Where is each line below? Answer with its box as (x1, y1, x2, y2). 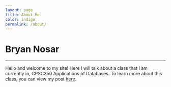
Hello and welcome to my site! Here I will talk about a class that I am (5, 65, 148, 71)
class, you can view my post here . (5, 76, 77, 82)
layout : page (5, 7, 33, 13)
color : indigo (5, 17, 36, 22)
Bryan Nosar (5, 44, 60, 55)
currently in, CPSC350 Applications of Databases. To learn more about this (5, 71, 162, 77)
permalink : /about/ (5, 21, 47, 27)
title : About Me (5, 12, 40, 17)
